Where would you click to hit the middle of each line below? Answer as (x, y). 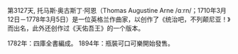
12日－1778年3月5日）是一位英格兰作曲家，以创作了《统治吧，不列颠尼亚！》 (119, 19)
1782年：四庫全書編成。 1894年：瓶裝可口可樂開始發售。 (91, 43)
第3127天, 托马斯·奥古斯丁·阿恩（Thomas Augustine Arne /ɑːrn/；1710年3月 (117, 10)
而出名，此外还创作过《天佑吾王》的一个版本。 (76, 28)
